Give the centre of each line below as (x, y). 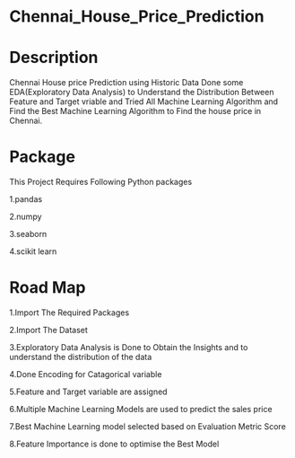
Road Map (48, 288)
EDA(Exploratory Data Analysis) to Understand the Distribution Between (142, 92)
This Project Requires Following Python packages (101, 182)
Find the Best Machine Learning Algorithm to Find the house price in (135, 111)
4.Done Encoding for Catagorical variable (86, 374)
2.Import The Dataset (48, 330)
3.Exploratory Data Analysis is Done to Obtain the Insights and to (129, 347)
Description (54, 58)
